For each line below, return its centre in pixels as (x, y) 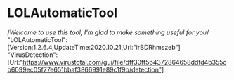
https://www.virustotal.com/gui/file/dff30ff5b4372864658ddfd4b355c (124, 62)
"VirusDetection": (33, 55)
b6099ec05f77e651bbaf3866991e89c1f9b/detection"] (86, 69)
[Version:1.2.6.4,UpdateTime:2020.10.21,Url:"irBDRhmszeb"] (94, 47)
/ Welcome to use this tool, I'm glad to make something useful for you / (108, 32)
